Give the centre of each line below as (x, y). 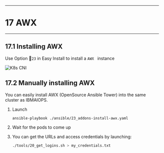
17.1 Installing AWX (34, 47)
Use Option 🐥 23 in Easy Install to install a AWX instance (60, 58)
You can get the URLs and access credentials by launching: (72, 137)
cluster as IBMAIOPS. (26, 100)
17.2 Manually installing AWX (50, 83)
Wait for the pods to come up (41, 127)
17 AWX (21, 23)
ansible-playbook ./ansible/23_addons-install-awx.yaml (70, 118)
